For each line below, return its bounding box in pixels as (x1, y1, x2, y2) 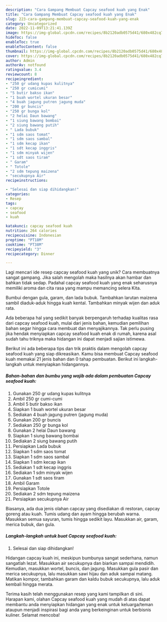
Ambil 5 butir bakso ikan (12, 401, 62, 407)
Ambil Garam (12, 480, 40, 486)
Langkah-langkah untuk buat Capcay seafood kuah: (5, 533, 117, 539)
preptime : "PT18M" (5, 237, 44, 242)
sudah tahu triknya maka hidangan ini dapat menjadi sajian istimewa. (5, 336, 146, 342)
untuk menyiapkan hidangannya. (22, 361, 90, 367)
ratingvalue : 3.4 (5, 68, 42, 72)
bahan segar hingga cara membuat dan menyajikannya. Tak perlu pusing (5, 326, 154, 332)
